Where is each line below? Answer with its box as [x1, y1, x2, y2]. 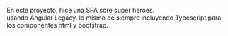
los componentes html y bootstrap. [6, 21, 109, 29]
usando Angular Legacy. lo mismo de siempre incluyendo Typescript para [6, 13, 222, 22]
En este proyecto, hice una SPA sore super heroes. [6, 6, 155, 14]
